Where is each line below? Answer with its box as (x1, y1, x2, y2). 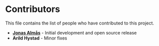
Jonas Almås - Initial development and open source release (12, 29, 137, 35)
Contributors (5, 3, 60, 15)
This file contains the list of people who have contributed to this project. (5, 20, 154, 26)
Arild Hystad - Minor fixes (12, 35, 67, 41)
